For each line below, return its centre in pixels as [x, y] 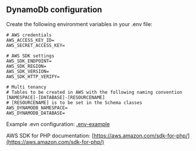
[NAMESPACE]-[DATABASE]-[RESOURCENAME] [56, 97]
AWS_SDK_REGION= [26, 66]
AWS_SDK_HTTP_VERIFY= [33, 77]
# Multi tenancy [26, 87]
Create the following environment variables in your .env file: [80, 24]
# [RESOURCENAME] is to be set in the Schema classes [74, 103]
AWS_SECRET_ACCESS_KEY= [36, 45]
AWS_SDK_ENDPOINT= [29, 61]
